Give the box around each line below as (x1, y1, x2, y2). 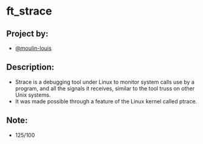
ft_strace (6, 4, 52, 18)
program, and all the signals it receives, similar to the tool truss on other (15, 84, 195, 92)
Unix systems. (15, 91, 51, 98)
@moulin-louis (15, 44, 52, 52)
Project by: (6, 29, 49, 39)
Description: (6, 62, 55, 72)
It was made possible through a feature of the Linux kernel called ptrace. (15, 97, 198, 105)
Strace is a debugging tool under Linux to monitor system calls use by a (15, 78, 194, 86)
